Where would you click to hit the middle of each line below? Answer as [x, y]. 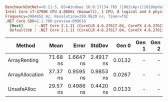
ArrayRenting [23, 60]
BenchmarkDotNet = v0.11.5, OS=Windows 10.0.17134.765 [61, 7]
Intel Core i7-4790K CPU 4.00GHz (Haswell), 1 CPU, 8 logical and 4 [78, 11]
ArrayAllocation [26, 74]
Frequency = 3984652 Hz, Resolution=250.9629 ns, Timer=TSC [67, 16]
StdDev [99, 45]
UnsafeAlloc [22, 89]
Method [26, 45]
